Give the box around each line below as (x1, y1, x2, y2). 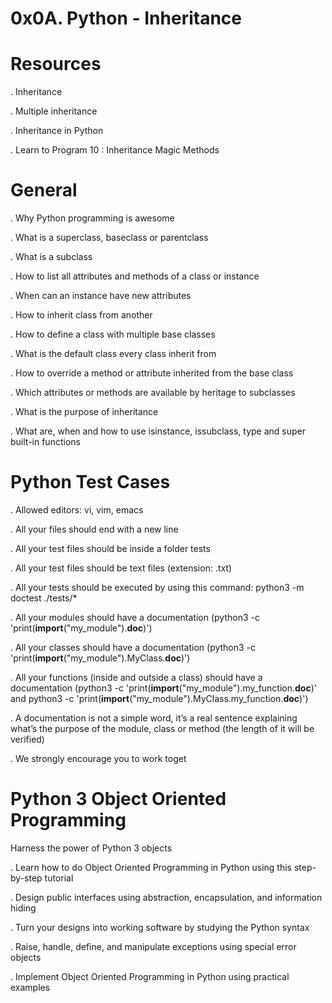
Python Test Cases (10, 471, 171, 494)
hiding (10, 902, 37, 914)
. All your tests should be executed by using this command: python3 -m (10, 582, 305, 593)
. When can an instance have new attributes (10, 290, 192, 302)
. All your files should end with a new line (10, 523, 179, 535)
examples (10, 981, 51, 993)
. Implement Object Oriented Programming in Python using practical (10, 970, 290, 982)
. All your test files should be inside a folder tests (10, 543, 211, 554)
